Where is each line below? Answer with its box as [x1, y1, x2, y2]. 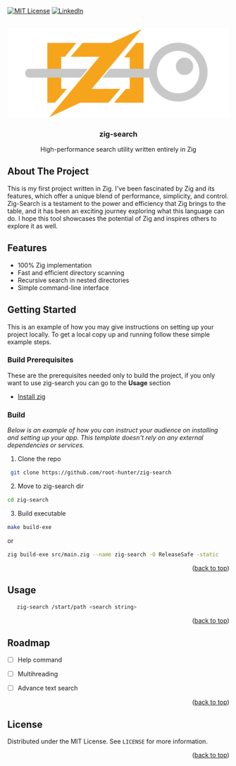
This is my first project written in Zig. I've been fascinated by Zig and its [7, 184, 215, 193]
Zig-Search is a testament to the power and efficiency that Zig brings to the [7, 199, 226, 207]
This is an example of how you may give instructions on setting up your [7, 322, 214, 331]
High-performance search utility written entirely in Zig [40, 145, 197, 154]
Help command [17, 656, 62, 664]
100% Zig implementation [17, 261, 92, 269]
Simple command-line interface [17, 283, 109, 292]
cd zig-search [7, 496, 49, 504]
